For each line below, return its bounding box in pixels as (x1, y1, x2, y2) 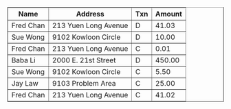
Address (76, 10, 104, 19)
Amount (155, 10, 182, 19)
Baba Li (11, 56, 36, 64)
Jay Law (11, 79, 39, 88)
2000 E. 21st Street (52, 56, 116, 64)
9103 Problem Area (52, 79, 116, 88)
